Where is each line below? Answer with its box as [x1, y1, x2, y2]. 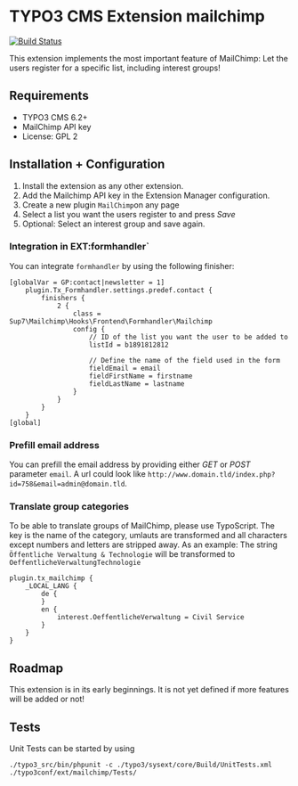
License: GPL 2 [21, 131, 78, 142]
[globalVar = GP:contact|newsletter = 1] [9, 278, 165, 287]
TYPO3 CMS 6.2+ [21, 111, 88, 122]
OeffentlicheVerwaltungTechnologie [9, 559, 141, 568]
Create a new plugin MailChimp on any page [21, 199, 180, 210]
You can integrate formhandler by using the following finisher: [9, 260, 235, 271]
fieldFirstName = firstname [88, 372, 193, 381]
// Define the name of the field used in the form [88, 356, 280, 364]
